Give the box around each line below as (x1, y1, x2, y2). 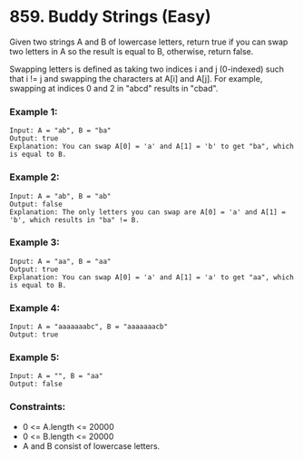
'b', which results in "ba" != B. (9, 215, 141, 224)
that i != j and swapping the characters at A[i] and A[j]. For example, (9, 73, 263, 83)
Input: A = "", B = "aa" (9, 372, 103, 381)
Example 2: (9, 171, 60, 183)
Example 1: (9, 105, 58, 118)
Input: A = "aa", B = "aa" (9, 257, 112, 266)
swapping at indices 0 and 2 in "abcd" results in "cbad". (9, 83, 219, 93)
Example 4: (9, 301, 61, 314)
